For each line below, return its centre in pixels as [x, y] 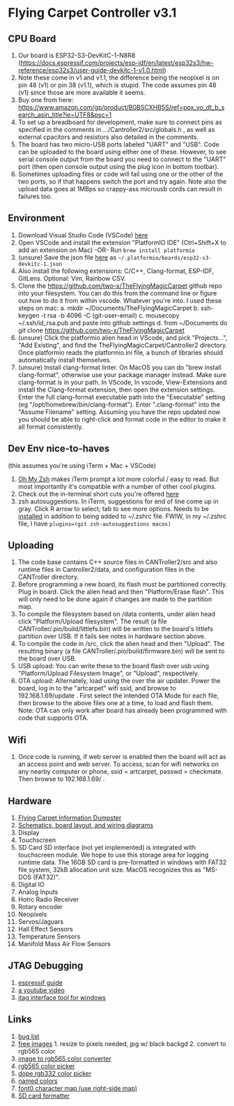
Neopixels [32, 914]
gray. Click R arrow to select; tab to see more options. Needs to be [114, 508]
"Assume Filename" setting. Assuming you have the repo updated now [119, 412]
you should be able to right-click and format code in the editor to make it [122, 419]
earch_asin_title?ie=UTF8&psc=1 [65, 115]
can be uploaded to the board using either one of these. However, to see [122, 152]
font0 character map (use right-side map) [78, 1088]
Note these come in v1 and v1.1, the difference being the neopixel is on [119, 78]
